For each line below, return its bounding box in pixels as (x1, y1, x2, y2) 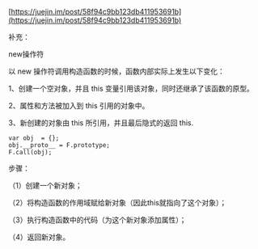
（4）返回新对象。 (8, 232, 70, 242)
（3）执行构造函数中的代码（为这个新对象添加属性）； (8, 215, 187, 225)
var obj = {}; (8, 134, 60, 142)
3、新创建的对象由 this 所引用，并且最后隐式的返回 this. (8, 118, 194, 128)
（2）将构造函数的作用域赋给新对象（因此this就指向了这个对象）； (8, 198, 227, 207)
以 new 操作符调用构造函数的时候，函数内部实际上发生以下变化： (8, 66, 225, 76)
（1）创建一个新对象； (8, 181, 82, 190)
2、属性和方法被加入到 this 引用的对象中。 (8, 101, 150, 110)
